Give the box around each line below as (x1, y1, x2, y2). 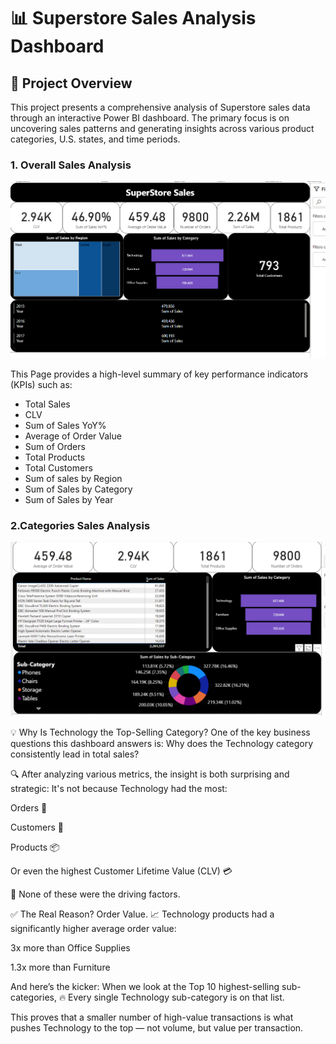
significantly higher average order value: (10, 923, 177, 935)
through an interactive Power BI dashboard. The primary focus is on (10, 112, 290, 124)
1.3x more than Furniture (10, 961, 111, 974)
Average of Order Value (24, 430, 122, 442)
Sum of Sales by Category (24, 483, 133, 495)
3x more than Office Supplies (10, 942, 131, 954)
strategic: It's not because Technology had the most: (10, 783, 228, 795)
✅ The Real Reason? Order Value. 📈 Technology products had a (10, 908, 275, 920)
